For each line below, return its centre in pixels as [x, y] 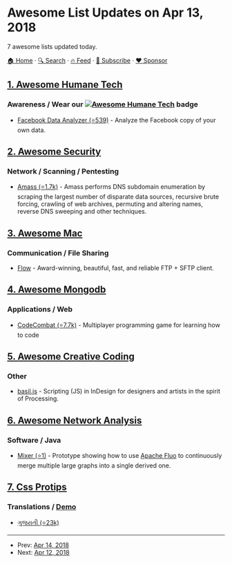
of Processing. [38, 398]
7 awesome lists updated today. [52, 46]
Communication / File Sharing [58, 252]
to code [28, 335]
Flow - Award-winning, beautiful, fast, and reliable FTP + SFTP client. [115, 268]
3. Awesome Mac [45, 233]
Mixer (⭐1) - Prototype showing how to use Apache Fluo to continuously [119, 456]
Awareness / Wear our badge [103, 104]
